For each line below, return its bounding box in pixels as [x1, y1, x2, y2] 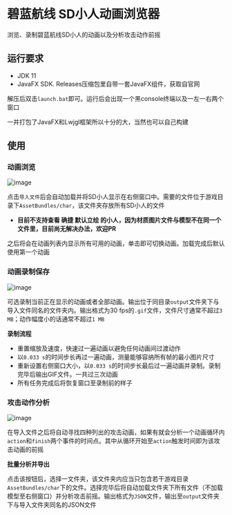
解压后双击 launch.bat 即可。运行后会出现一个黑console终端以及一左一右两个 [7, 94, 224, 102]
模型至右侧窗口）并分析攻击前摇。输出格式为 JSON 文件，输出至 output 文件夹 [7, 492, 220, 500]
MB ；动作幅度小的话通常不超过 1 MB [7, 315, 105, 323]
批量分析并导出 [7, 460, 50, 469]
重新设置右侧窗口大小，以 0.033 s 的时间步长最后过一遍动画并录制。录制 [17, 361, 221, 370]
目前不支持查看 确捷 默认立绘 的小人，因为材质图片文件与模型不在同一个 [17, 216, 222, 225]
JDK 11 [17, 71, 37, 79]
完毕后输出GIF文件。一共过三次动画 [17, 370, 119, 378]
